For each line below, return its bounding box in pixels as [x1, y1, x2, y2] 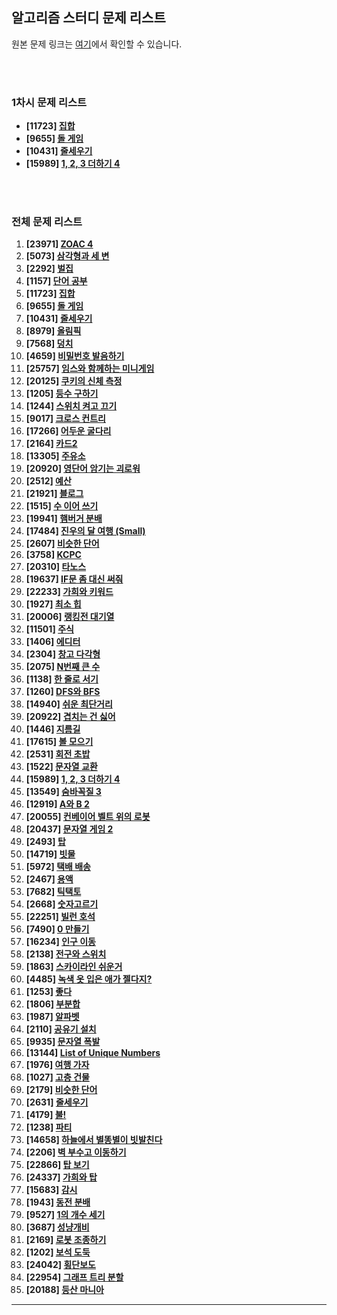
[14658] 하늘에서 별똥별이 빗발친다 [25, 1134, 163, 1146]
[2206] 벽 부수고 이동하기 [25, 1146, 127, 1158]
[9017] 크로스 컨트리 [25, 413, 106, 425]
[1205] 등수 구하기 [25, 388, 99, 400]
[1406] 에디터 [25, 636, 81, 648]
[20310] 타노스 [25, 561, 87, 573]
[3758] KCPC [25, 549, 82, 561]
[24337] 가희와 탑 [25, 1171, 98, 1183]
